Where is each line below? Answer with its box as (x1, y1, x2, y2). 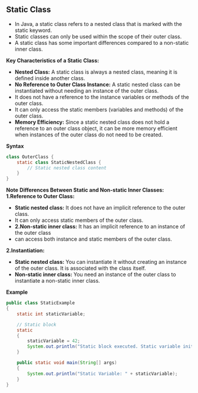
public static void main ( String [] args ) (16, 360, 117, 366)
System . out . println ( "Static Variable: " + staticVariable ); (27, 371, 178, 376)
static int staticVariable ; (16, 311, 85, 317)
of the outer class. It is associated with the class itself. (14, 265, 146, 272)
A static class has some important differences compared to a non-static (14, 39, 189, 46)
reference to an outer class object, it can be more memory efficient (14, 125, 178, 132)
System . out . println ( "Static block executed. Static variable (27, 343, 181, 350)
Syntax (6, 142, 24, 149)
